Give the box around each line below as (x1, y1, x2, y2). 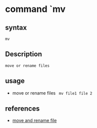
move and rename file (12, 118, 57, 124)
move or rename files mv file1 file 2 (12, 90, 93, 96)
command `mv (5, 3, 66, 15)
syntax (5, 23, 27, 32)
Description (5, 50, 42, 58)
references (5, 105, 40, 113)
